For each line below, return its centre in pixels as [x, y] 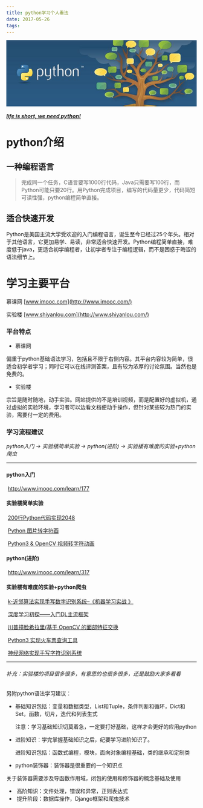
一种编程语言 [30, 167]
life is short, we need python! [44, 116]
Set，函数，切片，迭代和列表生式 [56, 714]
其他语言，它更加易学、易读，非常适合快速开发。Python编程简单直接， [100, 242]
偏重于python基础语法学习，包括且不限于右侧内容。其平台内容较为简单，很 [100, 359]
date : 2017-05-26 [28, 19]
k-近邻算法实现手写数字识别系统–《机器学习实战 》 [71, 601]
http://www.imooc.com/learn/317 [49, 572]
